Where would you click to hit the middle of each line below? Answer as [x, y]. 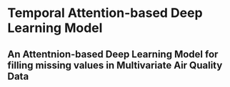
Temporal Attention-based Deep [105, 13]
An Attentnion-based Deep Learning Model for [113, 54]
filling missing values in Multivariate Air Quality [115, 65]
